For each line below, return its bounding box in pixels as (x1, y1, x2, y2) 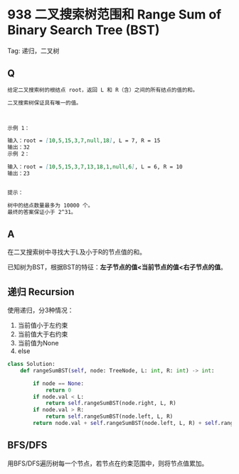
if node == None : (33, 379, 84, 387)
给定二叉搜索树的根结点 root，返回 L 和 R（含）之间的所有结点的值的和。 (7, 86, 198, 93)
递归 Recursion (7, 286, 75, 298)
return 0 (45, 387, 72, 394)
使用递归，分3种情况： (7, 306, 74, 314)
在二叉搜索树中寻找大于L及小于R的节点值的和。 (7, 248, 146, 257)
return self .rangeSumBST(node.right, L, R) (45, 399, 176, 407)
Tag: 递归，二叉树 (7, 46, 60, 55)
